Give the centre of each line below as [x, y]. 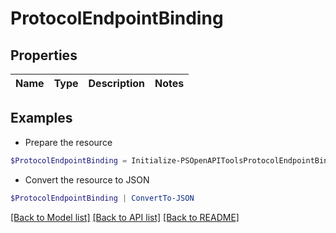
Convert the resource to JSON [87, 179]
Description [116, 83]
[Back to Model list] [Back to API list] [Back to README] [125, 217]
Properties [44, 55]
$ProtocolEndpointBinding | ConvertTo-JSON [102, 198]
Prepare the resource [68, 142]
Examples [41, 118]
